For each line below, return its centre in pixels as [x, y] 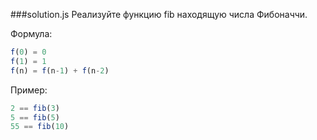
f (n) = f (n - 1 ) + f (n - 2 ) [60, 70]
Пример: [29, 90]
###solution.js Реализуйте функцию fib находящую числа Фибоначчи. [159, 14]
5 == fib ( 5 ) [35, 117]
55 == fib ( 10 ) [40, 127]
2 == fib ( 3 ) [35, 108]
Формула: [31, 33]
